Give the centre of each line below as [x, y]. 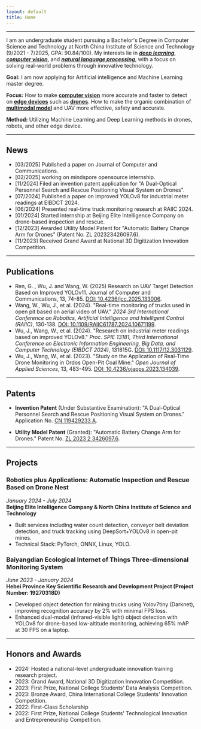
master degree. [25, 83]
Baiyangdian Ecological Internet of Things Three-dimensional [98, 559]
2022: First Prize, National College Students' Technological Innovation [101, 713]
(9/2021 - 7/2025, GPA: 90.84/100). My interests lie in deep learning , [91, 53]
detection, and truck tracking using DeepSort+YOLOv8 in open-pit [96, 531]
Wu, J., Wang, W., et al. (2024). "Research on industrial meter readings [102, 331]
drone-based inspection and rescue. [60, 222]
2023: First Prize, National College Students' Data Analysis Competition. [103, 688]
